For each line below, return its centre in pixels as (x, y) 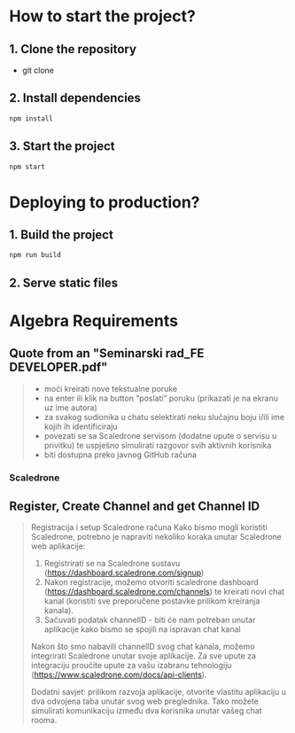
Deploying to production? (105, 202)
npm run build (35, 255)
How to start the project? (103, 16)
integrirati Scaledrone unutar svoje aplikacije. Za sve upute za (144, 656)
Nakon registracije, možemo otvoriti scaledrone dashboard (151, 582)
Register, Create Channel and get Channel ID (135, 506)
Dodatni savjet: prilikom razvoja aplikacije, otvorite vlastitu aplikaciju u (158, 692)
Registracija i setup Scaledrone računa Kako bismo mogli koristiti (149, 527)
